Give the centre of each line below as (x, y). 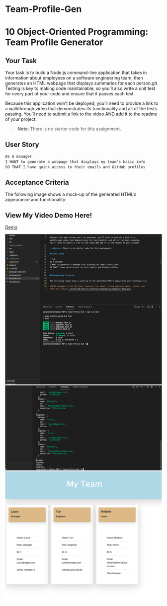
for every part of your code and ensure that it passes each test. (70, 94)
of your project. (21, 119)
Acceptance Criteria (37, 183)
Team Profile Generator (54, 42)
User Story (22, 144)
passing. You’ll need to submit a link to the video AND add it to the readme (81, 114)
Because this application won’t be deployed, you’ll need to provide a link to (82, 103)
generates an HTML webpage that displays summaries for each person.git (81, 83)
